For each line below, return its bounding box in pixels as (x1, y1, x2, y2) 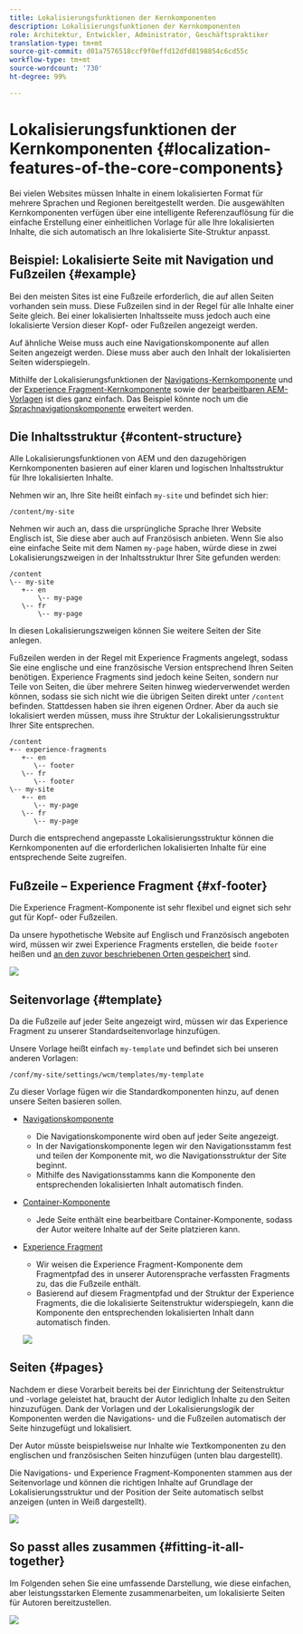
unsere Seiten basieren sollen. (9, 1096, 122, 1107)
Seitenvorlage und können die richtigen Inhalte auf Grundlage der (9, 1476, 253, 1487)
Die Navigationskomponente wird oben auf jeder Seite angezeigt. (35, 1130, 279, 1142)
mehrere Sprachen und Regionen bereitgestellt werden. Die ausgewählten (9, 197, 285, 208)
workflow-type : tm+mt (9, 55, 91, 64)
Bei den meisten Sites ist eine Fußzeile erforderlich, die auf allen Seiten (9, 291, 274, 302)
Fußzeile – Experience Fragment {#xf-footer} (9, 878, 269, 894)
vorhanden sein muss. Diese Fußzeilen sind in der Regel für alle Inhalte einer (9, 300, 295, 311)
